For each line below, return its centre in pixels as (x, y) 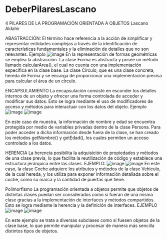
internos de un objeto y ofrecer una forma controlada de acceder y (74, 96)
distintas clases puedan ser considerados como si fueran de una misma (79, 194)
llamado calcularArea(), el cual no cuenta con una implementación (73, 65)
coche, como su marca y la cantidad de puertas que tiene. (65, 179)
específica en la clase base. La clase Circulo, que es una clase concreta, (80, 70)
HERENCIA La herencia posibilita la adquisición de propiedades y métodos (82, 153)
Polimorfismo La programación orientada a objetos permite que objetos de (82, 189)
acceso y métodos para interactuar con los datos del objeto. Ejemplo (76, 106)
